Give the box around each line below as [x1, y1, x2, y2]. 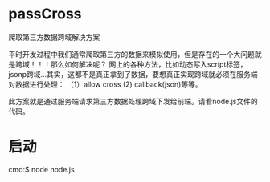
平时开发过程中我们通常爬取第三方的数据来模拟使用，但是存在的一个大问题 [8, 49, 255, 59]
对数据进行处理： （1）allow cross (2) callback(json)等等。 [8, 79, 202, 89]
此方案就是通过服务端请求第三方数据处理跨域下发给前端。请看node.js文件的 [8, 96, 259, 106]
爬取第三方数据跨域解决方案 [8, 32, 100, 42]
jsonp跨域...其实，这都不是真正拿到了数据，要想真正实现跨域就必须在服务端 [8, 69, 259, 79]
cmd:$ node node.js [8, 164, 75, 174]
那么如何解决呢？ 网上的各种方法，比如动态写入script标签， [50, 59, 247, 69]
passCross [8, 5, 82, 23]
